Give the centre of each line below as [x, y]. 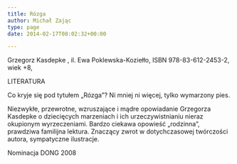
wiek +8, [20, 67]
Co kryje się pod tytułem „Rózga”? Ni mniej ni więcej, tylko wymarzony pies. [119, 95]
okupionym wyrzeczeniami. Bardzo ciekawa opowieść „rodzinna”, [104, 124]
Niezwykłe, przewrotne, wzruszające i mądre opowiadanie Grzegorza [109, 109]
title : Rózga [27, 14]
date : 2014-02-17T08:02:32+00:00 [57, 34]
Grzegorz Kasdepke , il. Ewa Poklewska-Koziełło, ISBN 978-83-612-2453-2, [118, 60]
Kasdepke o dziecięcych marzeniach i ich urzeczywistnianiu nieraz [105, 116]
